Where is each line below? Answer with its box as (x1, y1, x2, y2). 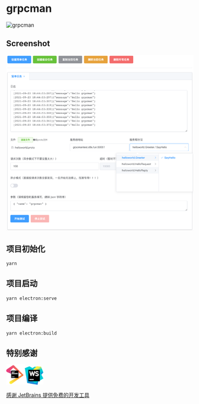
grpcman (6, 2, 52, 15)
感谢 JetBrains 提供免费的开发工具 (6, 391, 90, 399)
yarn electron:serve (6, 295, 58, 301)
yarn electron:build (6, 330, 58, 336)
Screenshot (6, 39, 50, 49)
